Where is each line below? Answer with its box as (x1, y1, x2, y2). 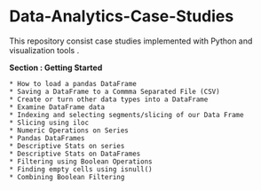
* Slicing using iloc (9, 118, 90, 127)
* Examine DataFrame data (9, 102, 105, 112)
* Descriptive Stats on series (9, 141, 125, 150)
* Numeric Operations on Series (9, 126, 129, 135)
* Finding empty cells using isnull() (9, 164, 153, 174)
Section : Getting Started (9, 62, 103, 73)
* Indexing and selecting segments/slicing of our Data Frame (9, 110, 244, 119)
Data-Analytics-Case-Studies (9, 6, 234, 27)
